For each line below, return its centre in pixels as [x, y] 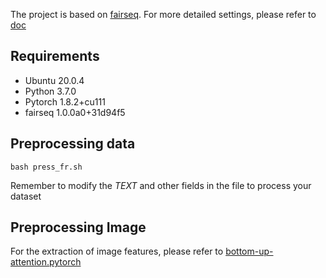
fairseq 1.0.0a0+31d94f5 [75, 112]
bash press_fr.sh [46, 167]
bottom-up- [249, 251]
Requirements [55, 56]
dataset [26, 196]
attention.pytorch [46, 262]
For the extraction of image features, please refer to [117, 251]
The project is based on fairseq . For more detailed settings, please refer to [163, 14]
